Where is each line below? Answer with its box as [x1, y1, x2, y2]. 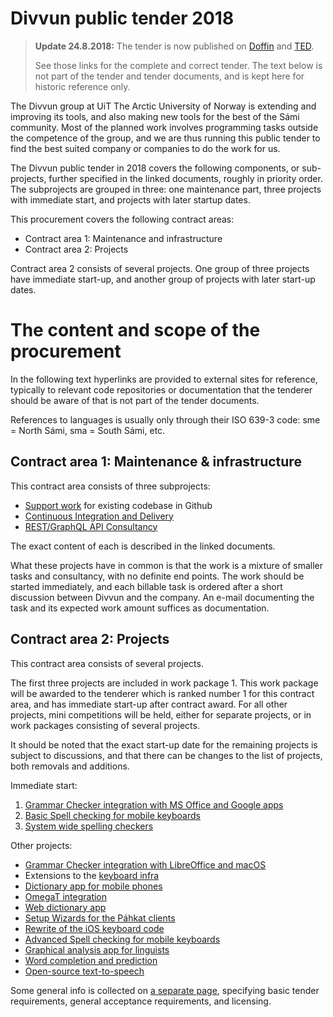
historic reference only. [34, 80, 131, 92]
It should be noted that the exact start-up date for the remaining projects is [10, 738, 318, 751]
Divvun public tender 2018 [10, 7, 235, 30]
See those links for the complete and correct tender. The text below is [34, 59, 323, 71]
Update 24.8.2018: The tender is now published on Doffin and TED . [34, 40, 315, 52]
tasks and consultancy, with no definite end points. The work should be [10, 570, 305, 582]
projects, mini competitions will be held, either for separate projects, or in [10, 708, 312, 721]
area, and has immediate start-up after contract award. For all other [10, 698, 288, 710]
